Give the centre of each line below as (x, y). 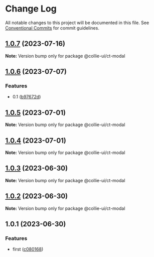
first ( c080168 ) (28, 249)
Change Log (31, 9)
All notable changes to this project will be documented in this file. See (77, 23)
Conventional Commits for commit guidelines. (52, 28)
